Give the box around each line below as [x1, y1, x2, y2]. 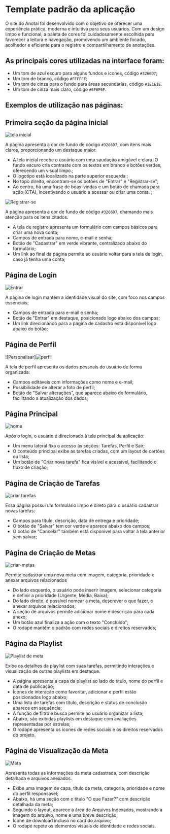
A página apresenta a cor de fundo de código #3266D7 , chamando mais [5, 208, 153, 215]
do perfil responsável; [12, 790, 59, 796]
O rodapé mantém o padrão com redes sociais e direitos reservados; [12, 625, 157, 631]
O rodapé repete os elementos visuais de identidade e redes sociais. [12, 823, 156, 829]
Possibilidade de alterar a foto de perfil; [12, 384, 95, 390]
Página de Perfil [5, 340, 57, 349]
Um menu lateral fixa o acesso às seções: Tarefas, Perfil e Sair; [12, 443, 145, 449]
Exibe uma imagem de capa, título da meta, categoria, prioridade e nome [12, 785, 165, 791]
